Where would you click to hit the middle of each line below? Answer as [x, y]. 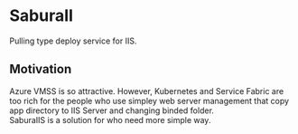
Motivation [41, 69]
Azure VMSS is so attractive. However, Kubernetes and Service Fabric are [147, 91]
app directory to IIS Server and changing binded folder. [112, 110]
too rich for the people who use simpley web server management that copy [149, 100]
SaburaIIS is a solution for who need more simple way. [110, 120]
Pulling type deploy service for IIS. [73, 41]
